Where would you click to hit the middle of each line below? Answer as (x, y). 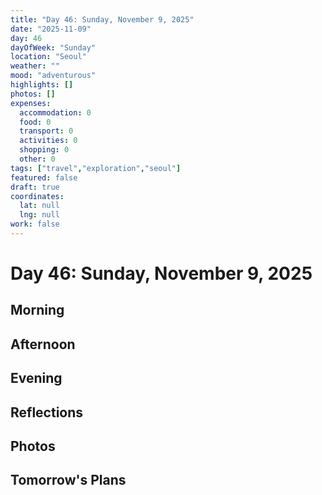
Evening (36, 378)
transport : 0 (46, 131)
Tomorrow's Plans (68, 480)
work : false (35, 224)
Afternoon (43, 344)
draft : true (35, 187)
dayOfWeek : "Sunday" (53, 47)
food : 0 (35, 122)
